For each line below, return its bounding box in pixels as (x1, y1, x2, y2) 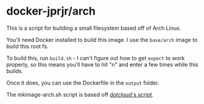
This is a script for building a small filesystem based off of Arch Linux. (6, 24, 181, 32)
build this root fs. (6, 43, 49, 50)
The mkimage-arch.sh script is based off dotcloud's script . (6, 91, 154, 98)
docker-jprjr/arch (6, 4, 96, 18)
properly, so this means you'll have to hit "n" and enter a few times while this (6, 61, 199, 68)
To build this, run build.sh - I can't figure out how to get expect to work (6, 54, 185, 61)
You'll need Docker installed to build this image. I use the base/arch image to (6, 36, 198, 43)
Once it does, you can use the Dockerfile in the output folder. (6, 79, 160, 86)
